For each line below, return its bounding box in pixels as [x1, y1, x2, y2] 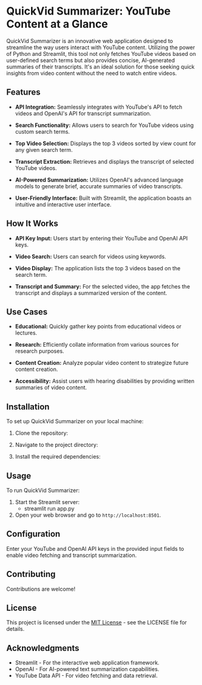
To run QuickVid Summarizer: [6, 487, 80, 494]
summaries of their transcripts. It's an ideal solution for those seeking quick [6, 63, 195, 70]
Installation [6, 401, 50, 412]
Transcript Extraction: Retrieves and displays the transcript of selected [15, 158, 194, 165]
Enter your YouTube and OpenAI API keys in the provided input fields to [6, 545, 184, 552]
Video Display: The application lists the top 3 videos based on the [15, 264, 181, 271]
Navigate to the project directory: [15, 441, 98, 449]
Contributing [6, 569, 56, 579]
